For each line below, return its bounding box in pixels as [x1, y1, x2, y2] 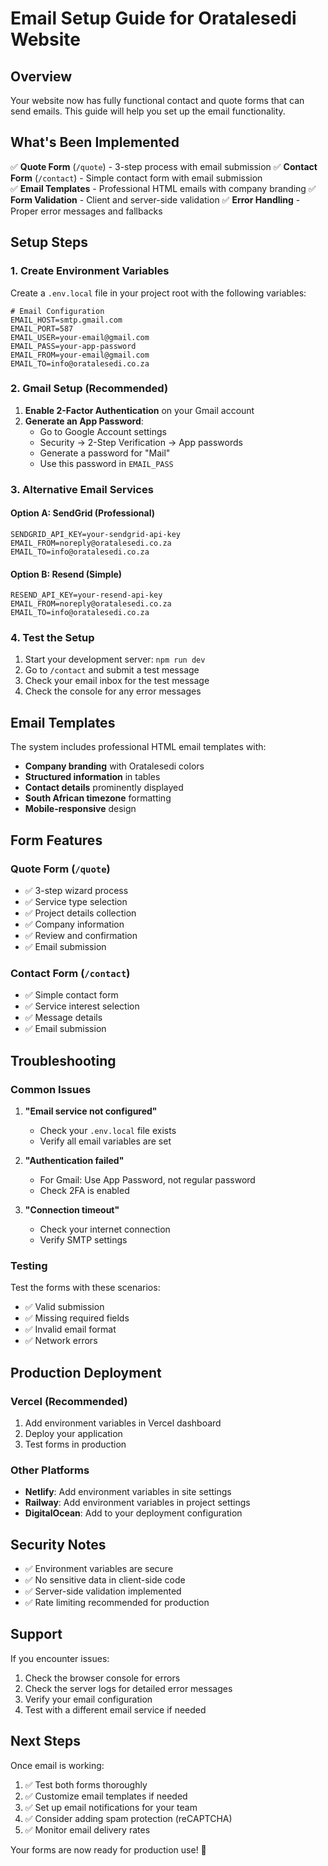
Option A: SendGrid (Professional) [10, 507, 155, 519]
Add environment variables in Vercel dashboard [24, 1417, 222, 1429]
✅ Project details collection [24, 907, 137, 919]
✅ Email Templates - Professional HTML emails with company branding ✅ [10, 182, 317, 194]
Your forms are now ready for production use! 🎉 [10, 1843, 207, 1856]
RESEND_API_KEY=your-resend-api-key [10, 590, 163, 601]
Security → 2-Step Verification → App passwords [39, 436, 243, 448]
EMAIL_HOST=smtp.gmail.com [10, 315, 123, 325]
